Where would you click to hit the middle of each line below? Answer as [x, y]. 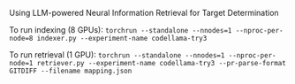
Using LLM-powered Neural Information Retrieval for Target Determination [144, 13]
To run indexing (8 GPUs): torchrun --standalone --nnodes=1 [121, 30]
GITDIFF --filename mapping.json [71, 71]
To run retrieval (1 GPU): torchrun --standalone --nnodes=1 [117, 55]
